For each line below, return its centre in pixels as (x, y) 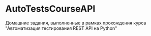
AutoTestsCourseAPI (50, 9)
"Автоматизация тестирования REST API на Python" (61, 28)
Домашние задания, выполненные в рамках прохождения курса (76, 23)
